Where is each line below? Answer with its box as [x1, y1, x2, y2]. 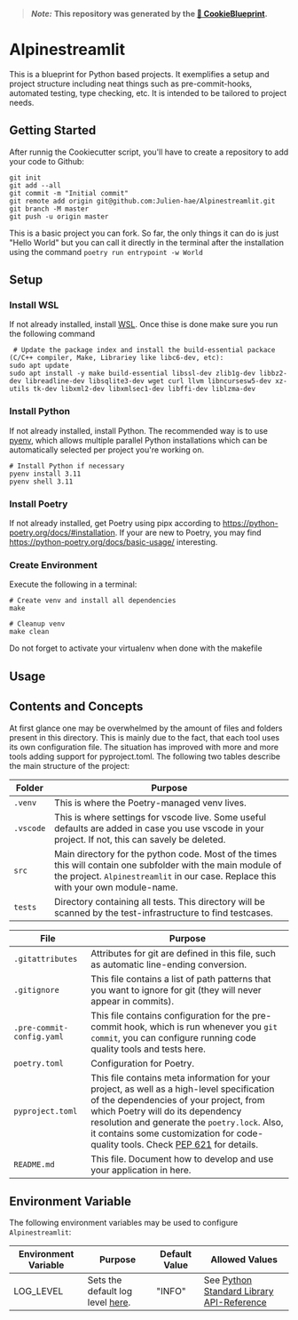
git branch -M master [9, 204, 90, 213]
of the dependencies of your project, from [90, 1093, 265, 1106]
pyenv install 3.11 [9, 469, 82, 478]
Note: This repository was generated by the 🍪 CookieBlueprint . [30, 9, 268, 19]
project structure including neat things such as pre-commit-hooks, [9, 78, 253, 89]
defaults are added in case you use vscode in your [54, 822, 264, 835]
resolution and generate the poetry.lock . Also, [90, 1116, 284, 1128]
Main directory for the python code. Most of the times [54, 847, 278, 860]
